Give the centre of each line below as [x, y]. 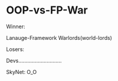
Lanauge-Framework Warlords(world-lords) [59, 38]
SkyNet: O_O [22, 72]
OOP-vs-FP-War [47, 10]
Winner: [16, 26]
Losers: [15, 49]
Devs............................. [34, 60]
